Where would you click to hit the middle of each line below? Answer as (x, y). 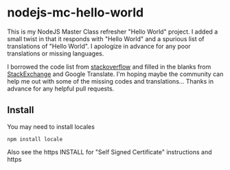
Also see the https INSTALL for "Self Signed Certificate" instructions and (110, 151)
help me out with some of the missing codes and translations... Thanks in (111, 81)
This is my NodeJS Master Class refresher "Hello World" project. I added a (113, 32)
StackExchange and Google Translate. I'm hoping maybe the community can (115, 74)
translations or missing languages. (56, 53)
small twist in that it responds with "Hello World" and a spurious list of (106, 38)
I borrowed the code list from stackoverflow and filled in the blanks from (109, 66)
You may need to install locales (51, 126)
